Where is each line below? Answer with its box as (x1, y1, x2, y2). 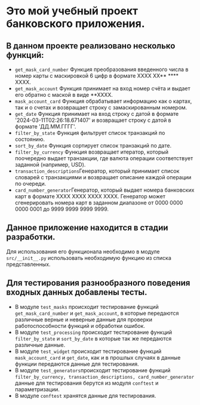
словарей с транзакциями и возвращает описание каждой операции (14, 174, 192, 180)
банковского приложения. (6, 17, 145, 30)
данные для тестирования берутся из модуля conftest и (14, 379, 159, 386)
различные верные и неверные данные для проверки (14, 315, 152, 323)
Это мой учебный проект (6, 4, 139, 18)
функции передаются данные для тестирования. (14, 360, 139, 367)
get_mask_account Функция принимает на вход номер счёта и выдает (14, 85, 191, 92)
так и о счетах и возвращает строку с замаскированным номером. (14, 104, 187, 111)
